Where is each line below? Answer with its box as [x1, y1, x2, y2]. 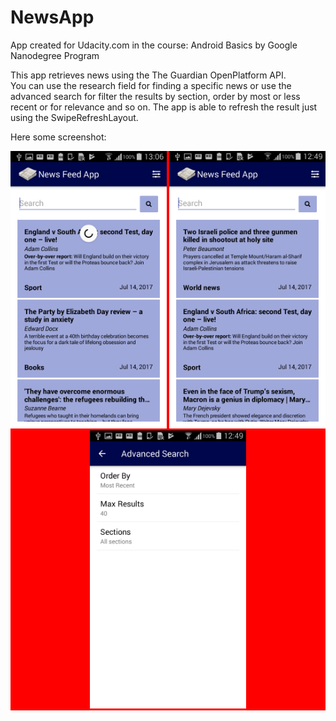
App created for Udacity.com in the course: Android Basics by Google [10, 39, 298, 51]
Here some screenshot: [10, 131, 107, 143]
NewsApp [10, 6, 95, 29]
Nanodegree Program [10, 49, 100, 61]
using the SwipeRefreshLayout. [10, 111, 139, 123]
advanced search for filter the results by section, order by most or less [10, 90, 301, 102]
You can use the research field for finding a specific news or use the [10, 79, 292, 91]
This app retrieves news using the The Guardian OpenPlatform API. [10, 69, 287, 81]
